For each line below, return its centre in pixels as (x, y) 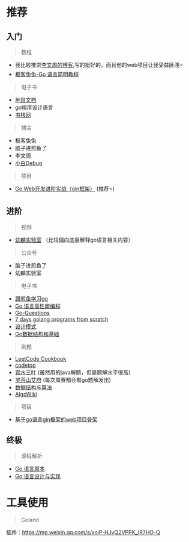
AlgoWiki (26, 394)
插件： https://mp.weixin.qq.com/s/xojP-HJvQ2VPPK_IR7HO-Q (83, 532)
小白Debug (28, 163)
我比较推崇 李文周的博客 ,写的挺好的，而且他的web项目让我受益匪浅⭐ (99, 65)
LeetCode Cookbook (40, 358)
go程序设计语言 (34, 107)
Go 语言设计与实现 (38, 476)
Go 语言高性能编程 (38, 306)
